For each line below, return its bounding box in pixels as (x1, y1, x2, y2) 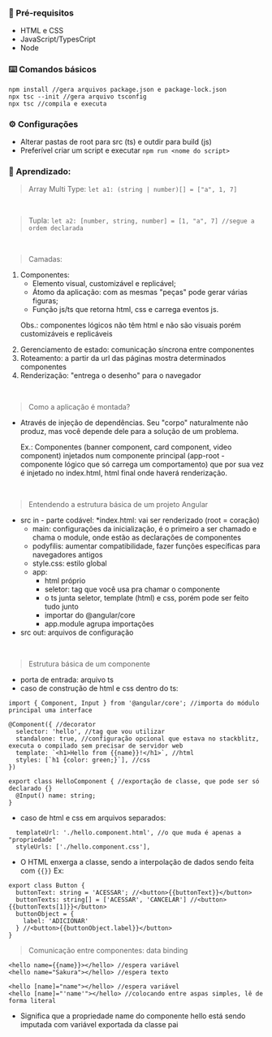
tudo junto (44, 601, 79, 612)
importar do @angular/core (44, 610, 136, 620)
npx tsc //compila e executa (8, 99, 107, 108)
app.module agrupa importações (44, 619, 154, 629)
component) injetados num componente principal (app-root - (19, 451, 225, 461)
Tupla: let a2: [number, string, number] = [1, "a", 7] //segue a (28, 215, 255, 226)
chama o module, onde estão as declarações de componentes (32, 532, 242, 543)
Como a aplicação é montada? (28, 402, 131, 412)
